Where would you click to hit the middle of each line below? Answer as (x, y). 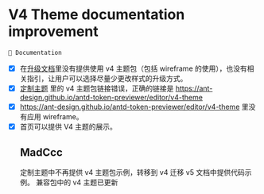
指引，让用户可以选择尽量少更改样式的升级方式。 (107, 78)
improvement (54, 31)
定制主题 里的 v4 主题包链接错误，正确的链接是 (97, 88)
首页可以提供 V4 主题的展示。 (68, 127)
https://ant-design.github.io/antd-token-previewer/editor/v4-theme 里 (134, 107)
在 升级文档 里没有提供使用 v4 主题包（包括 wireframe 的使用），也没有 (134, 68)
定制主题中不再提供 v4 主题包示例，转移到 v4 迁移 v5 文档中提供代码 (132, 172)
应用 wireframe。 (55, 117)
